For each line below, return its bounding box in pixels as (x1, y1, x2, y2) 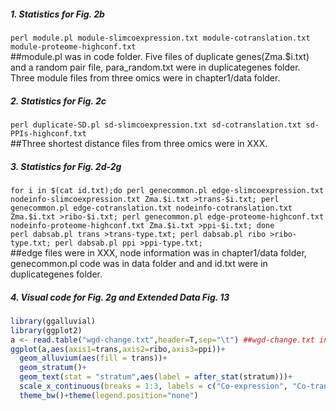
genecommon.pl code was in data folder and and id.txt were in (10, 257, 268, 269)
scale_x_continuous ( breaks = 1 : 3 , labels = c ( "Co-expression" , (19, 381, 289, 391)
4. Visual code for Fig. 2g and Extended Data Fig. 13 (10, 291, 230, 303)
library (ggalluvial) (10, 316, 97, 326)
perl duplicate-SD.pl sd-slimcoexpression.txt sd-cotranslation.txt (10, 120, 302, 130)
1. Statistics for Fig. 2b (10, 8, 105, 20)
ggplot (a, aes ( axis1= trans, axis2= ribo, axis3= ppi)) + (10, 344, 226, 354)
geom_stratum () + (19, 363, 87, 373)
